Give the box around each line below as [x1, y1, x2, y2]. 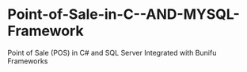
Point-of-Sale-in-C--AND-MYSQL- [7, 5, 241, 23]
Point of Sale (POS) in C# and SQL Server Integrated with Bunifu [7, 48, 217, 57]
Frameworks [7, 56, 48, 66]
